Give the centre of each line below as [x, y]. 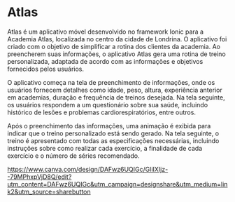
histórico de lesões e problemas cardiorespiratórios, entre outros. [101, 112]
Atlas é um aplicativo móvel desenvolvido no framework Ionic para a [106, 32]
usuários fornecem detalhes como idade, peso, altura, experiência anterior [115, 90]
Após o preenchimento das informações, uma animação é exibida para [109, 126]
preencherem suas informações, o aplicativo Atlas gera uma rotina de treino [116, 54]
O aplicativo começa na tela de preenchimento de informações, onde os [111, 82]
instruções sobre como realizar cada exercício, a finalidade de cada [105, 148]
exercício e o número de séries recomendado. [73, 156]
